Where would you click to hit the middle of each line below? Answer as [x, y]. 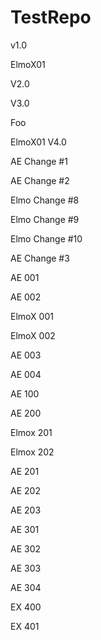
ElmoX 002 [33, 335]
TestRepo [51, 17]
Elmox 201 [31, 432]
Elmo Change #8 [45, 200]
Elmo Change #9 [45, 219]
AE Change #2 [40, 180]
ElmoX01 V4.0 [38, 142]
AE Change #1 [39, 161]
